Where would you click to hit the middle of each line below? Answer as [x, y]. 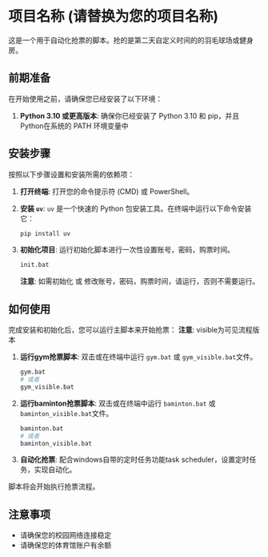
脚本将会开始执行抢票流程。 [54, 486]
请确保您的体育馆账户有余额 [66, 545]
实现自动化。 [55, 470]
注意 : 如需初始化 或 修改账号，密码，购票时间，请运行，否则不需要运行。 [140, 281]
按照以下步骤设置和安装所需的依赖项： [71, 174]
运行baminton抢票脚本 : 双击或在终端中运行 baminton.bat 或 [118, 403]
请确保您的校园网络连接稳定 [66, 535]
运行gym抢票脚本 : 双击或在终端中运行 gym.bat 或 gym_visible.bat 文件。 [138, 357]
